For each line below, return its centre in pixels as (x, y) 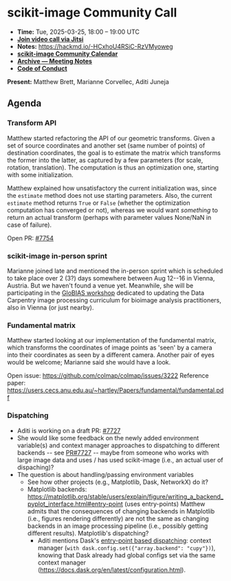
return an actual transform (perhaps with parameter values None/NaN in (109, 217)
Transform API (32, 123)
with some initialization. (40, 174)
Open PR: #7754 (30, 238)
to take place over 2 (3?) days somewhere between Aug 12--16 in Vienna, (111, 278)
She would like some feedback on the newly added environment (108, 438)
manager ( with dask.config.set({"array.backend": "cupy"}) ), (126, 548)
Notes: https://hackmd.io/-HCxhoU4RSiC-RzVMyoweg (95, 46)
